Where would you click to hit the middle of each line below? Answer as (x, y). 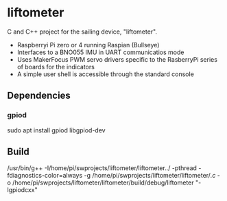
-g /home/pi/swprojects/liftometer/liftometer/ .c (150, 176)
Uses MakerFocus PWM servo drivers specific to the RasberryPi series (117, 59)
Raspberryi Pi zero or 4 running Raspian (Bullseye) (88, 45)
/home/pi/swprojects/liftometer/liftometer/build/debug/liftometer (103, 182)
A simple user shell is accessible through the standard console (105, 74)
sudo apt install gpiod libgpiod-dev (56, 130)
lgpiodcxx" (22, 190)
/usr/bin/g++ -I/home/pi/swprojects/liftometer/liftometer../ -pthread (102, 168)
